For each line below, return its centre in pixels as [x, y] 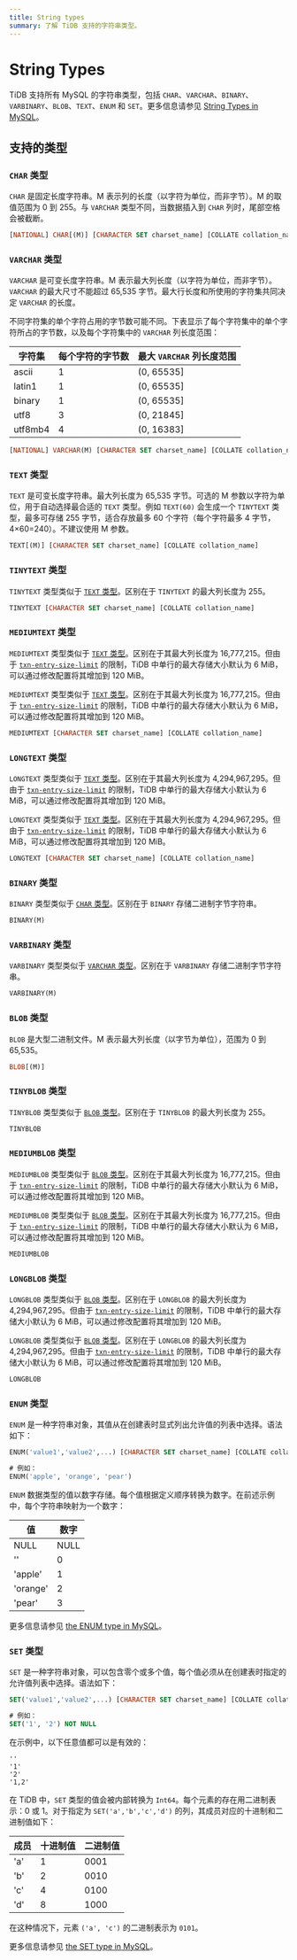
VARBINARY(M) [33, 994]
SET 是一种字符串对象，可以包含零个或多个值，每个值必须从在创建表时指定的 [148, 1672]
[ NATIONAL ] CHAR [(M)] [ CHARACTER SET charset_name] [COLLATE [124, 236]
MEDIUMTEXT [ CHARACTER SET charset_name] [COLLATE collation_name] [136, 733]
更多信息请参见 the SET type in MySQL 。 [84, 1946]
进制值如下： [32, 1822]
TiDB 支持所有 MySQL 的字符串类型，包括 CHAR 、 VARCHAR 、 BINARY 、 [131, 95]
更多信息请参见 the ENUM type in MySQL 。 [88, 1625]
